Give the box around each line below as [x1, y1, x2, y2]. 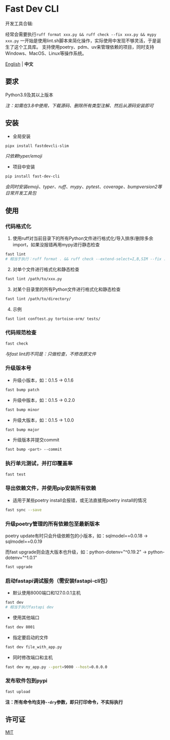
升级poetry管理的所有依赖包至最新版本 [5, 520, 100, 527]
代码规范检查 [5, 329, 37, 336]
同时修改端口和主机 [12, 654, 53, 660]
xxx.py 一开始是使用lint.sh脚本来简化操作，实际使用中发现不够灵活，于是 [5, 38, 157, 44]
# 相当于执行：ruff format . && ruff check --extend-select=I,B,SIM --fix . [5, 256, 166, 262]
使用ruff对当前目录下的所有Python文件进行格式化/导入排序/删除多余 [12, 235, 153, 241]
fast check [5, 341, 28, 346]
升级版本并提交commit [12, 437, 60, 443]
